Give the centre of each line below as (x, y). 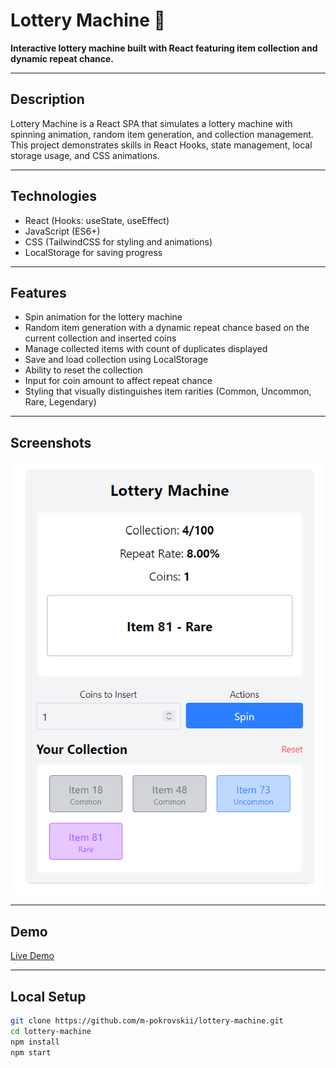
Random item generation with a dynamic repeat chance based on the (167, 328)
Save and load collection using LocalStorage (116, 360)
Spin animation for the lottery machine (103, 317)
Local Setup (48, 996)
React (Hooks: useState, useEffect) (97, 220)
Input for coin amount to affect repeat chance (118, 381)
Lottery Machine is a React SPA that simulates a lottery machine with (151, 123)
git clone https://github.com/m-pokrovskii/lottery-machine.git (147, 1020)
